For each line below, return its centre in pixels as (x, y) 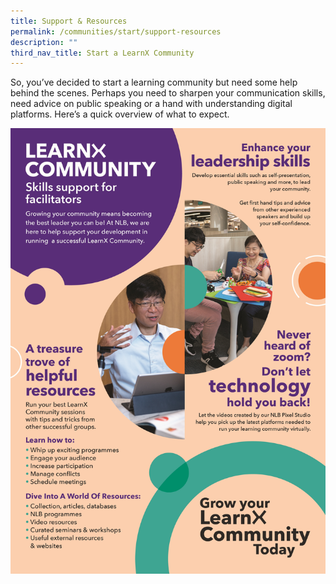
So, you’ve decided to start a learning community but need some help (154, 82)
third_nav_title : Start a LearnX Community (102, 53)
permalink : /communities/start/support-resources (116, 31)
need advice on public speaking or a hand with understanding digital (151, 104)
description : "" (44, 42)
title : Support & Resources (69, 21)
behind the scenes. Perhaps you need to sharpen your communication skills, (168, 93)
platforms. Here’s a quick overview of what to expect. (120, 114)
